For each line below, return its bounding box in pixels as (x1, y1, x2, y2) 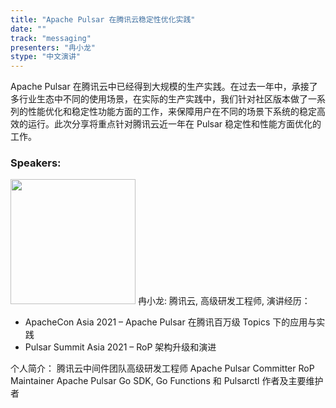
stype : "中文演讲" (10, 52, 82, 62)
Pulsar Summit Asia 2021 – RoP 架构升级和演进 (24, 341, 217, 353)
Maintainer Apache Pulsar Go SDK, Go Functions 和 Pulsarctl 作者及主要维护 (10, 375, 324, 387)
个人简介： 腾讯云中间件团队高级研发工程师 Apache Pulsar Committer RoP (10, 362, 315, 375)
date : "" (10, 24, 47, 34)
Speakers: (10, 156, 62, 170)
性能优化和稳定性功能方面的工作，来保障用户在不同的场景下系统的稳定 (27, 106, 317, 118)
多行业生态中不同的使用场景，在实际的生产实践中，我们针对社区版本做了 (10, 93, 308, 105)
